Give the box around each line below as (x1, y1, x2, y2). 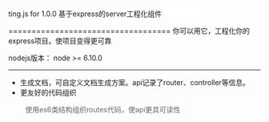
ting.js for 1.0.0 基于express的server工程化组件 (8, 9, 163, 18)
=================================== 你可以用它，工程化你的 (8, 26, 251, 35)
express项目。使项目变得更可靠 (8, 36, 112, 46)
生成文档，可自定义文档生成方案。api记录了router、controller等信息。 (19, 78, 251, 87)
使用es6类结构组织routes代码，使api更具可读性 (25, 105, 181, 114)
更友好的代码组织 (19, 87, 77, 97)
